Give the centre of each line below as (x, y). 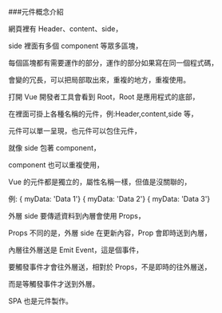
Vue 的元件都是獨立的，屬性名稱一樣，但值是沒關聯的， (100, 182)
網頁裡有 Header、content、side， (65, 29)
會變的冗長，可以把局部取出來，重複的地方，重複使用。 (99, 80)
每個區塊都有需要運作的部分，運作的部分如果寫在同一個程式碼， (113, 63)
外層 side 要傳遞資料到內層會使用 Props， (77, 216)
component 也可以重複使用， (56, 165)
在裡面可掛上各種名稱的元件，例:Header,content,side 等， (103, 114)
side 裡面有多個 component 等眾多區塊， (75, 46)
